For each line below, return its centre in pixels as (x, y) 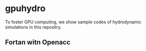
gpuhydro (25, 8)
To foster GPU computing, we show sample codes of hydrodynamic (73, 22)
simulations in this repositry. (34, 27)
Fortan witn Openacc (38, 42)
